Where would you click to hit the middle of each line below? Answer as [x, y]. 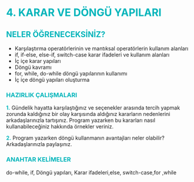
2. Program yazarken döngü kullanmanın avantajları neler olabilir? [85, 138]
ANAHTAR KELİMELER [39, 160]
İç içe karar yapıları [38, 61]
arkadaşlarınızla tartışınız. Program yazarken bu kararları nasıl [81, 120]
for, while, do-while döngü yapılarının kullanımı [71, 73]
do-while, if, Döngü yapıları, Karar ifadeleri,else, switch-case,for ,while [91, 172]
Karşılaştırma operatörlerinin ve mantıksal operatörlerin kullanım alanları [101, 48]
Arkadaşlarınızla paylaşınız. [39, 144]
